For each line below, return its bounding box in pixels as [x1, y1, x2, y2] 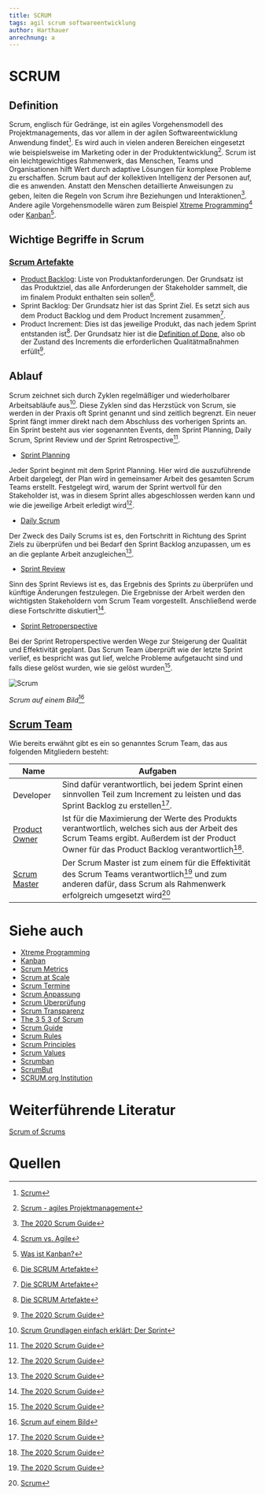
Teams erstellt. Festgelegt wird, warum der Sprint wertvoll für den [9, 482, 223, 491]
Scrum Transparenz [20, 1006, 85, 1016]
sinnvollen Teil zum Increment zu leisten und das [62, 789, 242, 800]
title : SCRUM [9, 11, 52, 20]
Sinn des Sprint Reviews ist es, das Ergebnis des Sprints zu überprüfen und [9, 580, 254, 589]
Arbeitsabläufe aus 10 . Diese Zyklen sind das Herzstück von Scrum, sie [9, 399, 237, 410]
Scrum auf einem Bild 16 [9, 693, 85, 704]
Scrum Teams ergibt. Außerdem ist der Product [62, 833, 237, 844]
